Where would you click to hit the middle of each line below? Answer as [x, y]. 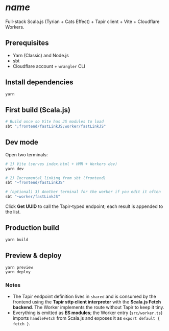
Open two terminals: [27, 154]
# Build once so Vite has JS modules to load [54, 122]
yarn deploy [18, 272]
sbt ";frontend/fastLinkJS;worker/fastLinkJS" [56, 127]
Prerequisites [27, 43]
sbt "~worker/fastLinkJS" [33, 197]
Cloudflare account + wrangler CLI [49, 66]
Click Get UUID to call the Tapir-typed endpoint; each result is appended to [84, 206]
